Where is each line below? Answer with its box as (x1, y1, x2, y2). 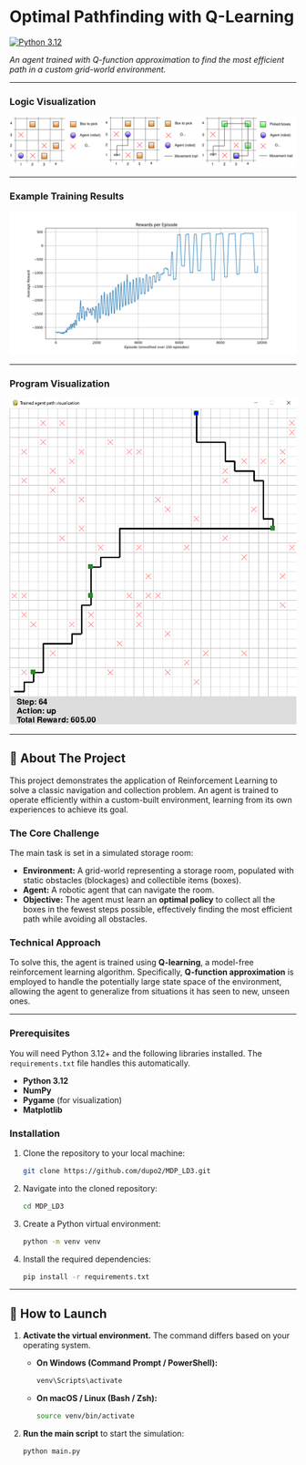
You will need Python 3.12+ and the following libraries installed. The (9, 1047, 262, 1058)
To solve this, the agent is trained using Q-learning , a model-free (9, 957, 255, 968)
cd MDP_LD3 (22, 1202, 65, 1211)
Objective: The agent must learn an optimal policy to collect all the (22, 894, 276, 905)
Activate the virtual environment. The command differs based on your (22, 1330, 291, 1341)
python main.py (22, 1447, 81, 1456)
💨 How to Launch (9, 1305, 107, 1321)
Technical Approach (9, 936, 102, 949)
